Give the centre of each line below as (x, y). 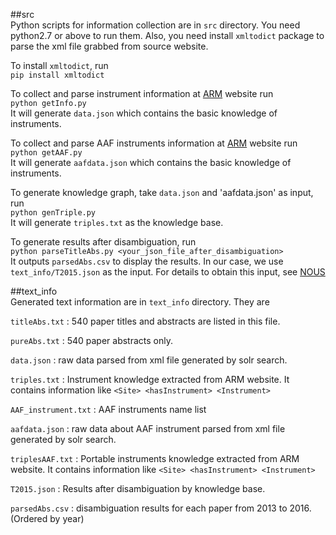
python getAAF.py (46, 153)
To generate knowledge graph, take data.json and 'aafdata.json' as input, (162, 192)
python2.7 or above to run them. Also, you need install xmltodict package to (167, 35)
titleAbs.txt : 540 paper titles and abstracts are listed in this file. (145, 321)
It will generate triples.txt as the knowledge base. (117, 222)
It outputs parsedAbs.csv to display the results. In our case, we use (147, 261)
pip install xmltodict (57, 75)
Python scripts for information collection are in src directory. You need (155, 25)
